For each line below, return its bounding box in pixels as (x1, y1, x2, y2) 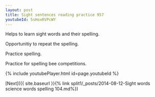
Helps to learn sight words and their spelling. (5, 31, 100, 37)
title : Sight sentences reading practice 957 (5, 12, 104, 17)
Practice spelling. (5, 51, 42, 57)
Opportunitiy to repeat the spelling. (5, 41, 79, 47)
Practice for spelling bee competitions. (5, 61, 87, 67)
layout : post (5, 7, 33, 13)
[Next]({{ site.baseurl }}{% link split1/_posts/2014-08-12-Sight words (5, 80, 150, 87)
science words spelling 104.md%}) (5, 86, 78, 92)
